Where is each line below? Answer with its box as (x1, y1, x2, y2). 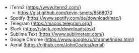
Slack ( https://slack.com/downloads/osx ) (10, 26, 96, 32)
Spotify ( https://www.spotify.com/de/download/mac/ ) (10, 15, 122, 21)
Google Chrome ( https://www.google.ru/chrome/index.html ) (10, 36, 134, 42)
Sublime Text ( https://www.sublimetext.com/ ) (10, 31, 105, 37)
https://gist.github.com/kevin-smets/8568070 (17, 10, 112, 16)
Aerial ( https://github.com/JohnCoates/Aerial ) (10, 42, 105, 47)
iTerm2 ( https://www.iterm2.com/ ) (10, 5, 82, 10)
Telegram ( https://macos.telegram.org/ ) (10, 20, 93, 26)
